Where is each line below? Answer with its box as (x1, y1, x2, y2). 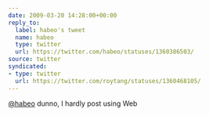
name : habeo (15, 33, 55, 42)
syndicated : (8, 63, 47, 71)
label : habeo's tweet (15, 26, 86, 34)
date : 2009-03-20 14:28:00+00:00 (8, 11, 117, 20)
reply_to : (8, 19, 41, 27)
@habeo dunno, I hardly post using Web (8, 99, 138, 108)
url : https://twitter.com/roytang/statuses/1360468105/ (15, 77, 201, 85)
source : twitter (8, 56, 61, 63)
